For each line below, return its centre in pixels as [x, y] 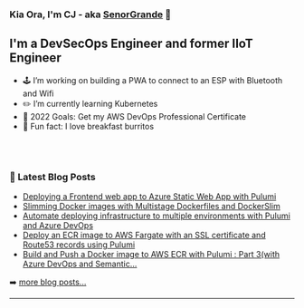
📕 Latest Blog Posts [53, 177]
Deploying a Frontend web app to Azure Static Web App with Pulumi [149, 197]
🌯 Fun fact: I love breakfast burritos [88, 126]
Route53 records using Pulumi [79, 245]
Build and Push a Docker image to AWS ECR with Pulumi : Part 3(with [151, 255]
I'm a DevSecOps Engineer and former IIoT [131, 44]
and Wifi [38, 93]
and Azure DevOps [57, 226]
